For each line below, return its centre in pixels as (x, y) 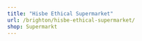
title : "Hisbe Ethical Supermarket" (60, 14)
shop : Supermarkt (32, 26)
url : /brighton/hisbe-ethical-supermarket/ (71, 20)
